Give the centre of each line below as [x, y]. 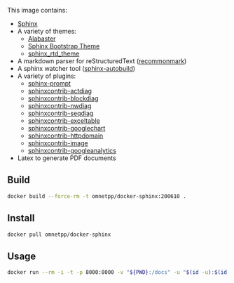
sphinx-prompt [49, 83]
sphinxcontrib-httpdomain [66, 136]
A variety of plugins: [47, 76]
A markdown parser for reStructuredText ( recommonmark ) [102, 61]
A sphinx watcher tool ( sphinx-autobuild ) [76, 68]
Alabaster [42, 39]
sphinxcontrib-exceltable [64, 121]
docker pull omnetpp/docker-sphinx [59, 235]
